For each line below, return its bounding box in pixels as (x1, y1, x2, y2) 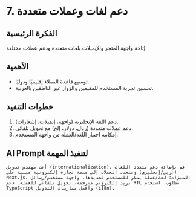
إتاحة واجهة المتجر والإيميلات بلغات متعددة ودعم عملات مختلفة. (6, 44, 147, 51)
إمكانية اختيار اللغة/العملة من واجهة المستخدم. (15, 131, 119, 138)
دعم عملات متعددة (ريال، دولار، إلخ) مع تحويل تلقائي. (15, 124, 133, 131)
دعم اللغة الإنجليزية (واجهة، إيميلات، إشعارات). (15, 118, 119, 125)
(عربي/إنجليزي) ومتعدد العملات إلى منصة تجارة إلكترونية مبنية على (6, 169, 177, 176)
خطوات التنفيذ (6, 102, 54, 112)
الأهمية (6, 62, 29, 72)
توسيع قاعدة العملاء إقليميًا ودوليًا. (15, 77, 90, 85)
